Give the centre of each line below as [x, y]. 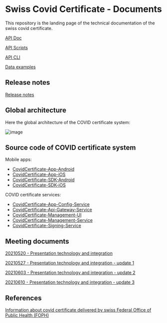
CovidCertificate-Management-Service [53, 220]
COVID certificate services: [33, 195]
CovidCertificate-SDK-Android [43, 180]
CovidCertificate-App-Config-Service [51, 204]
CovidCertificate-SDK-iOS [39, 185]
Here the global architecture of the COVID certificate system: [68, 122]
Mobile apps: [18, 160]
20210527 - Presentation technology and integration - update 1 [70, 263]
